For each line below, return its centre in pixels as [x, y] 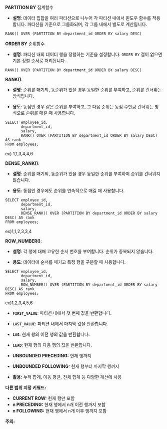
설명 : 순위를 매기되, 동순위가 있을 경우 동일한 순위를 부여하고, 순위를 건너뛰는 [87, 90]
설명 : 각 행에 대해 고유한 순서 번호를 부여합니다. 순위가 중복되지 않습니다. [83, 251]
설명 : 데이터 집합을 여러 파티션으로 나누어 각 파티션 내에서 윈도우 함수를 [82, 18]
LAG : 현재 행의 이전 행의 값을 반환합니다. [51, 334]
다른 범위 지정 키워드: [26, 388]
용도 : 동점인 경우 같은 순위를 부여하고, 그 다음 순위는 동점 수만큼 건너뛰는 [83, 106]
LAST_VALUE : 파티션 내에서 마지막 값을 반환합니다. [60, 324]
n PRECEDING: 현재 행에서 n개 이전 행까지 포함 [59, 404]
